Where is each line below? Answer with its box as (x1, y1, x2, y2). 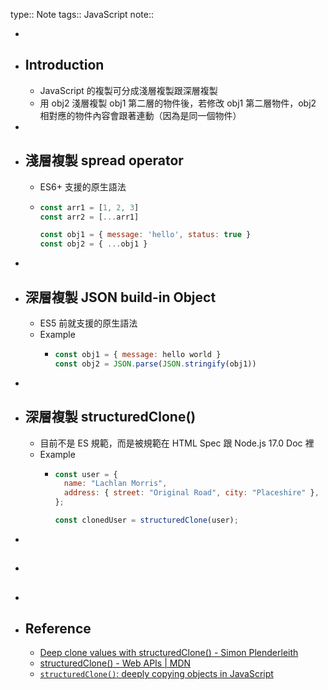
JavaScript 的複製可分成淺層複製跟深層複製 (39, 84, 218, 96)
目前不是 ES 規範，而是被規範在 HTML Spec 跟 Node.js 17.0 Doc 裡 (39, 437, 315, 449)
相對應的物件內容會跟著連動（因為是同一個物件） (39, 109, 242, 121)
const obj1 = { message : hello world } (54, 349, 222, 359)
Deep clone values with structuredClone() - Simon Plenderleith (39, 647, 299, 659)
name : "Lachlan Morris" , (63, 479, 168, 489)
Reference (24, 620, 92, 638)
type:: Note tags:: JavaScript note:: (10, 9, 154, 20)
